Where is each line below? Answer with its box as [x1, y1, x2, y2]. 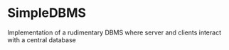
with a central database [7, 35, 76, 44]
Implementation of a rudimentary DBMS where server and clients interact [7, 28, 222, 37]
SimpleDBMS [7, 5, 87, 21]
